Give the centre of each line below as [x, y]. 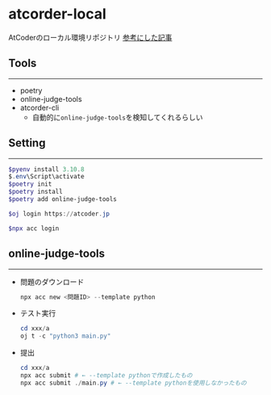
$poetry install [35, 192]
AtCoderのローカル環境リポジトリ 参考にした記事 [90, 37]
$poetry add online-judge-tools [63, 200]
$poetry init [30, 184]
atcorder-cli [40, 107]
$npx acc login [34, 228]
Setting [27, 143]
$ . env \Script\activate [46, 177]
